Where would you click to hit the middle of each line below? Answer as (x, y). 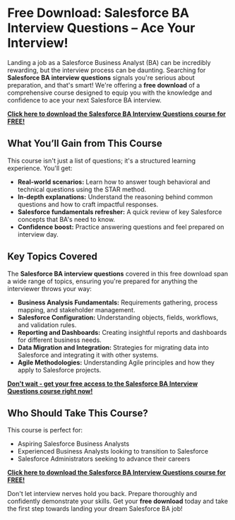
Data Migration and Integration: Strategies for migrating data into (113, 347)
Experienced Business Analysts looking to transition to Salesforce (113, 451)
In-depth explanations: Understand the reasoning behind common (115, 196)
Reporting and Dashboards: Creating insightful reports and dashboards (122, 332)
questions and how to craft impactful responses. (88, 204)
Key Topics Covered (52, 257)
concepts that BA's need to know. (66, 219)
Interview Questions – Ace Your (101, 28)
